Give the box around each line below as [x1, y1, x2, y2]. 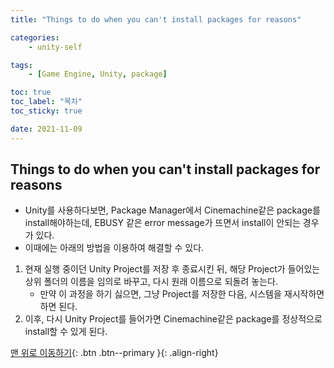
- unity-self [28, 42, 83, 52]
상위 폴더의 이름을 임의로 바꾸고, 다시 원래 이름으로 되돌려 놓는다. [24, 276, 278, 288]
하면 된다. [39, 301, 78, 313]
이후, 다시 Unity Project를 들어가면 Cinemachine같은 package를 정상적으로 [24, 313, 323, 325]
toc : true [10, 87, 52, 98]
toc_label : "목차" [10, 97, 83, 107]
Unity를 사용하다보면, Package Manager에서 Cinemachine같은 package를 [24, 204, 321, 216]
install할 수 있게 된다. [24, 326, 108, 338]
